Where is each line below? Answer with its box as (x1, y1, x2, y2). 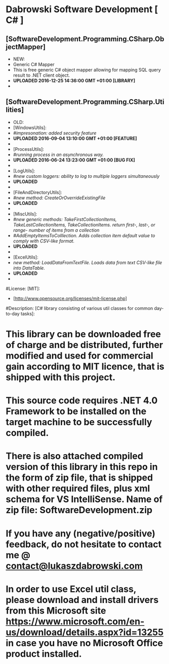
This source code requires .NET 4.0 (6, 395, 158, 406)
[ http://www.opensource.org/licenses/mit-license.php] (13, 295, 127, 301)
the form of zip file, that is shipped (6, 472, 153, 484)
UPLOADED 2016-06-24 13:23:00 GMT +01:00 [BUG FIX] (13, 156, 136, 163)
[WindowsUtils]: (13, 124, 47, 131)
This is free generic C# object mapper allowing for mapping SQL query (13, 67, 161, 73)
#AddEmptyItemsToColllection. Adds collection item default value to (13, 232, 155, 238)
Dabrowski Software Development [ (6, 4, 158, 15)
